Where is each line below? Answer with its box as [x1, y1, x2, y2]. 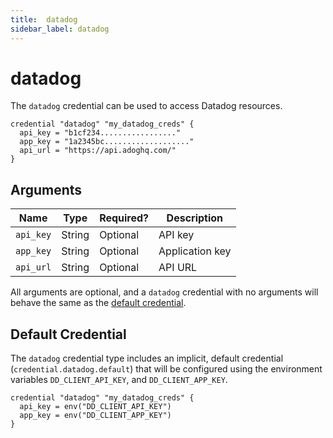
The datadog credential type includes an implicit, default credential [10, 352, 284, 365]
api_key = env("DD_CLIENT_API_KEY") [19, 402, 172, 412]
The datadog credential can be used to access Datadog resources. [10, 100, 283, 112]
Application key [158, 244, 232, 258]
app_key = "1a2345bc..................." [19, 137, 195, 147]
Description [166, 211, 224, 225]
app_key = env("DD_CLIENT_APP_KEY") [19, 411, 172, 421]
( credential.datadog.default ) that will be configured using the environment [10, 363, 323, 375]
